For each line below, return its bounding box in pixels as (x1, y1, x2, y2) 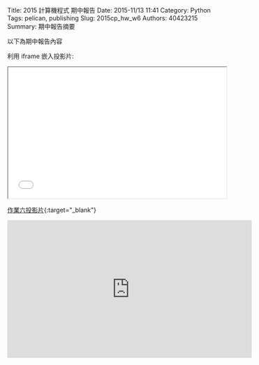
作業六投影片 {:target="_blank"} (7, 206, 96, 214)
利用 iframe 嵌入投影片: (7, 52, 75, 60)
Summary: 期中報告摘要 (7, 22, 75, 30)
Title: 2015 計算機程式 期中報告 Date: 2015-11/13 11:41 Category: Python (7, 6, 212, 14)
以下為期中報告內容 (7, 37, 63, 45)
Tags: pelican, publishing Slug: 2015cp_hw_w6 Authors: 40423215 (7, 14, 198, 22)
